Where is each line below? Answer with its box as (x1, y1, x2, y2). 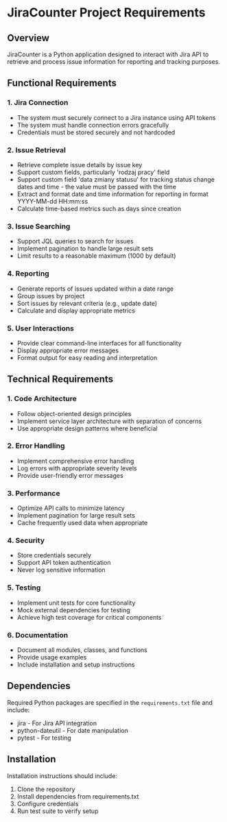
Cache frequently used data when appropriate (16, 519, 148, 527)
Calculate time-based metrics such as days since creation (16, 204, 182, 213)
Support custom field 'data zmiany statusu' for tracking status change (16, 175, 215, 183)
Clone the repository (16, 785, 75, 793)
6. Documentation (7, 630, 69, 640)
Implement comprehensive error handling (16, 457, 134, 465)
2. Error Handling (7, 441, 65, 450)
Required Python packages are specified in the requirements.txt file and (7, 698, 213, 707)
